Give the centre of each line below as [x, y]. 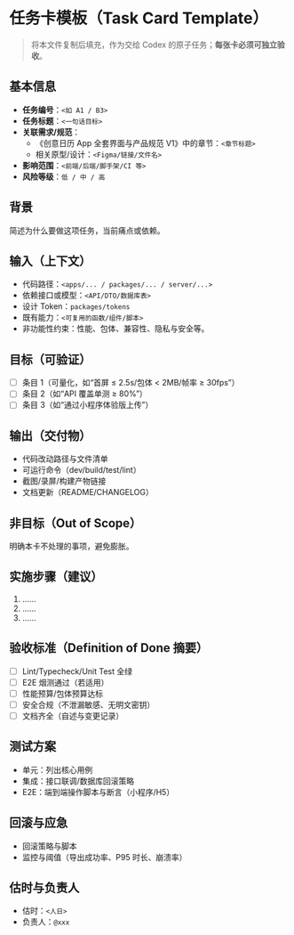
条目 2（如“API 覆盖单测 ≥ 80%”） [85, 394]
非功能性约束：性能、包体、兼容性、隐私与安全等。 [115, 329]
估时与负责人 [44, 887]
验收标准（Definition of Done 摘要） [109, 648]
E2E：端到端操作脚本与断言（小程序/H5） [98, 792]
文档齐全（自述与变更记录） [73, 715]
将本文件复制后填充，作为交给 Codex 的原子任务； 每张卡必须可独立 [154, 45]
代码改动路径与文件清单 [65, 459]
